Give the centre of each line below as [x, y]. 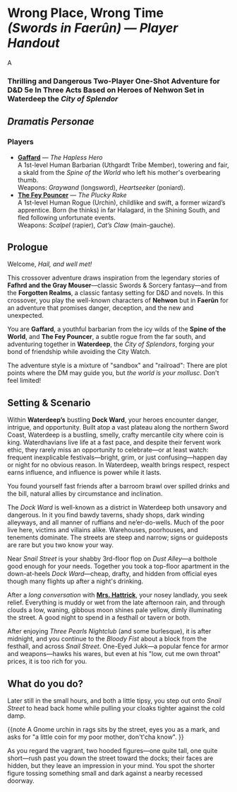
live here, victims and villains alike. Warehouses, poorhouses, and [103, 530]
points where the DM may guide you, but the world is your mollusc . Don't [114, 373]
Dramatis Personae [51, 122]
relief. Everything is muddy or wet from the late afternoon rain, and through [116, 602]
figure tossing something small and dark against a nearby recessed [105, 773]
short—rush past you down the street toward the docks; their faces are [110, 758]
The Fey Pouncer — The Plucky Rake [72, 195]
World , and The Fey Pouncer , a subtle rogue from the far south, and [107, 337]
